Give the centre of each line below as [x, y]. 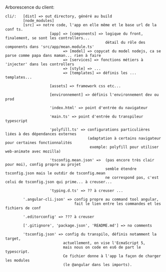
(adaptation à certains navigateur [124, 138]
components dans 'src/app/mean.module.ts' [50, 47]
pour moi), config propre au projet [43, 164]
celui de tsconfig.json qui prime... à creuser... [59, 182]
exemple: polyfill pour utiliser [124, 147]
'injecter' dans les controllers [40, 64]
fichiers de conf [23, 208]
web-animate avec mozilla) [33, 151]
